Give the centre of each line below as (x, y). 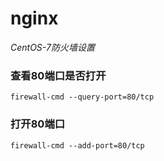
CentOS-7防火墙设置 (52, 47)
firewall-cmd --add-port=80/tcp (77, 145)
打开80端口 (38, 124)
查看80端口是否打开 (58, 75)
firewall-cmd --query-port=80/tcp (82, 97)
